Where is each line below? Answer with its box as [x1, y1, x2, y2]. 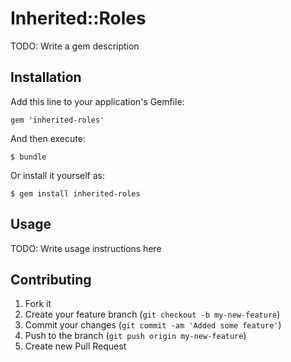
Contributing [10, 271, 92, 288]
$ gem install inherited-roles [10, 188, 141, 199]
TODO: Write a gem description [10, 40, 140, 52]
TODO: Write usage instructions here [10, 242, 162, 254]
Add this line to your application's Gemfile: [10, 95, 185, 107]
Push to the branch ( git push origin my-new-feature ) [24, 330, 247, 342]
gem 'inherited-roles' [10, 115, 105, 125]
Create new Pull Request [24, 340, 127, 352]
